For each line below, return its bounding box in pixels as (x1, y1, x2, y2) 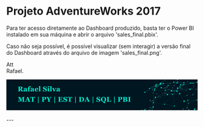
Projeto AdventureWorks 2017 (6, 4, 161, 18)
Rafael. (6, 67, 24, 74)
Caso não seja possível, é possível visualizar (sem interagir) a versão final (6, 43, 191, 50)
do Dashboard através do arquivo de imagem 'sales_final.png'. (6, 49, 163, 56)
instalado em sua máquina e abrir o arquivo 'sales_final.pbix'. (6, 30, 159, 38)
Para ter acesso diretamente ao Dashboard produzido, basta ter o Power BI (6, 24, 194, 32)
